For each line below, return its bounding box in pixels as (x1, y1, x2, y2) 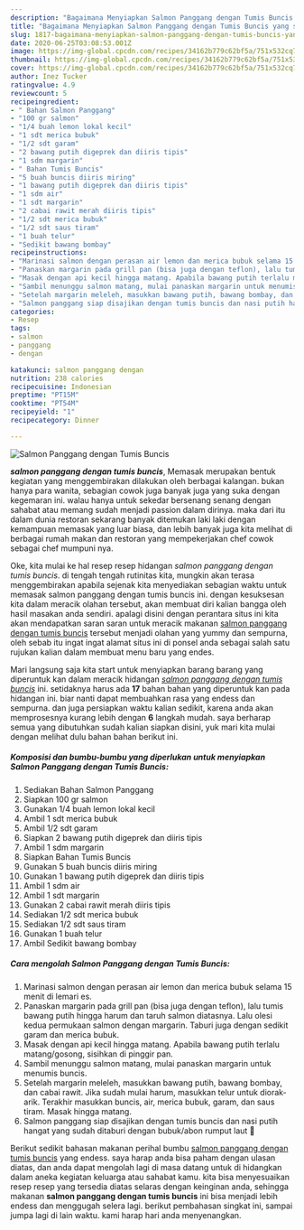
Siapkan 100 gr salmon (23, 794, 109, 805)
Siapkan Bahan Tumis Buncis (23, 851, 132, 862)
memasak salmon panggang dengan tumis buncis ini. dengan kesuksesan (10, 589, 285, 600)
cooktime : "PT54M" (10, 399, 79, 408)
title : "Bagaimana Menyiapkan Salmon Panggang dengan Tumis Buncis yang (10, 22, 290, 31)
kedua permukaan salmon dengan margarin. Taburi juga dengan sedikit (23, 1020, 289, 1030)
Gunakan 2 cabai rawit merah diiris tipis (23, 899, 170, 910)
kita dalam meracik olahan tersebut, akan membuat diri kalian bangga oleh (10, 598, 287, 610)
